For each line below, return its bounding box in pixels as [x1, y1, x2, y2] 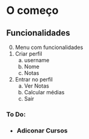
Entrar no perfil [15, 76, 53, 83]
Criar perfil [15, 50, 42, 57]
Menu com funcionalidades [15, 44, 84, 51]
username [24, 57, 50, 63]
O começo [6, 4, 59, 18]
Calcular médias [24, 89, 65, 95]
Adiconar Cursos [16, 126, 68, 135]
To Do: [6, 110, 26, 118]
